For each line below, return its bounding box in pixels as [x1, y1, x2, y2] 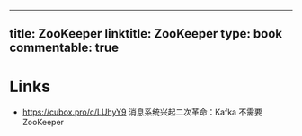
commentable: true [9, 40, 120, 55]
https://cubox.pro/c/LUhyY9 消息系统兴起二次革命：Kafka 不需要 [22, 106, 262, 117]
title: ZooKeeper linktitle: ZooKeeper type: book [9, 26, 283, 41]
